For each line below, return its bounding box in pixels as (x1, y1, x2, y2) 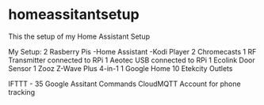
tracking (8, 87, 36, 96)
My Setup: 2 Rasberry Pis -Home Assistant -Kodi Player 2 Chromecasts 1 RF (8, 47, 257, 56)
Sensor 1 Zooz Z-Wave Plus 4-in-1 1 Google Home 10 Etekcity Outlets (8, 63, 233, 73)
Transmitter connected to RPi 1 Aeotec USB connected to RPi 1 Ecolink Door (8, 55, 255, 65)
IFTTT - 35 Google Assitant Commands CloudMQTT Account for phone (8, 79, 241, 88)
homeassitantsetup (8, 6, 140, 24)
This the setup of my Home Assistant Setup (8, 32, 151, 41)
